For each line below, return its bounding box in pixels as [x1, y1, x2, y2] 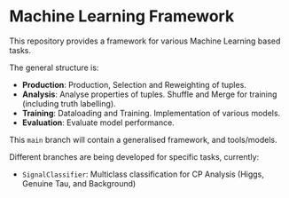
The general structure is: [9, 62, 99, 73]
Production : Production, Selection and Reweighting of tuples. [21, 79, 246, 90]
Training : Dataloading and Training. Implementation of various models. [21, 107, 281, 118]
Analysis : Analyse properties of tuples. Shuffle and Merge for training [21, 89, 277, 99]
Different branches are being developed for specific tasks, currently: [9, 151, 260, 162]
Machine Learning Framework [9, 6, 235, 27]
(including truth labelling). [21, 98, 117, 108]
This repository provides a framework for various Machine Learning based [9, 36, 281, 46]
